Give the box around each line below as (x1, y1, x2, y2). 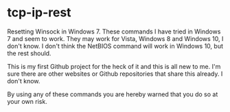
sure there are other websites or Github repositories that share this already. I (7, 70, 223, 78)
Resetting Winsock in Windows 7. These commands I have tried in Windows (7, 27, 221, 36)
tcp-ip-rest (7, 5, 71, 20)
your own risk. (7, 97, 48, 105)
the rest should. (7, 49, 51, 57)
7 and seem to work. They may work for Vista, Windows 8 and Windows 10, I (7, 34, 224, 42)
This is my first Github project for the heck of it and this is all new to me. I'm (7, 62, 221, 70)
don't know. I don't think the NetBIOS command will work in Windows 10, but (7, 42, 223, 50)
